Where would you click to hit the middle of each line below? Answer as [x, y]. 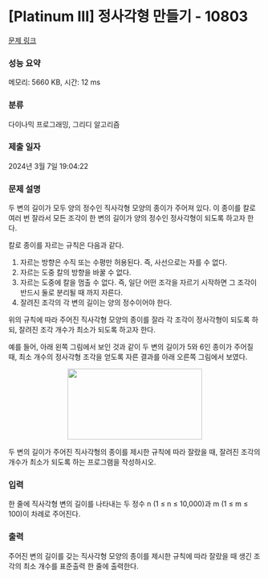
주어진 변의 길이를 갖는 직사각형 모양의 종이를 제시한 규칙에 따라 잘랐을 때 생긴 [130, 555]
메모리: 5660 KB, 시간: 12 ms [55, 82]
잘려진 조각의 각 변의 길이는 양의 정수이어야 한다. [96, 303]
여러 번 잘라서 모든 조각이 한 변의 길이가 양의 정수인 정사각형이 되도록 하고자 [127, 218]
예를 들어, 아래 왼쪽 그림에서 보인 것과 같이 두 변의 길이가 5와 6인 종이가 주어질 [131, 347]
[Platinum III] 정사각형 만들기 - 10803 [128, 17]
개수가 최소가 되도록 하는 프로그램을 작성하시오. [82, 462]
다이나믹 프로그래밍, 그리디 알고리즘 [64, 124]
